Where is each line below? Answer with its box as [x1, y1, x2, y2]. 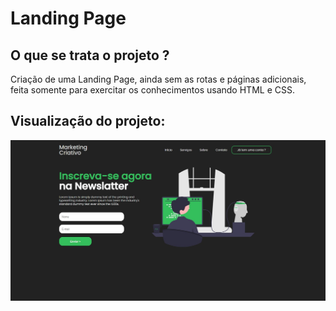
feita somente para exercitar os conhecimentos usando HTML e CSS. [10, 84, 295, 96]
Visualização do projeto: [10, 113, 166, 130]
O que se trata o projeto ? [10, 47, 170, 64]
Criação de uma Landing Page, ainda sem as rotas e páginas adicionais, [10, 73, 307, 85]
